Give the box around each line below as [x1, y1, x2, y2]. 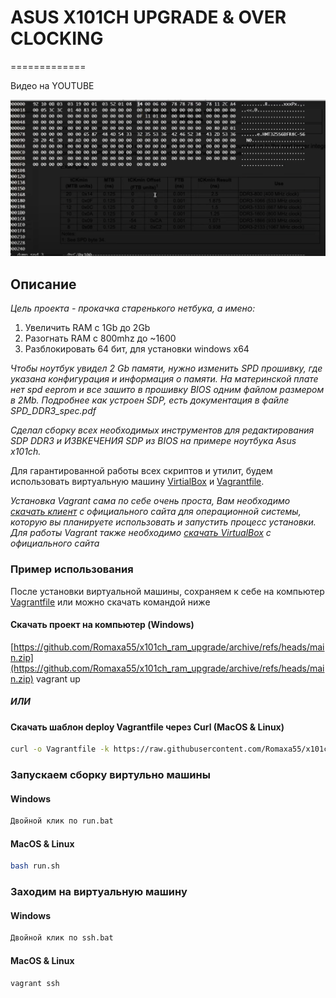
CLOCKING [10, 27, 104, 50]
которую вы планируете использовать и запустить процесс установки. [10, 516, 317, 528]
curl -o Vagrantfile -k [10, 744, 110, 755]
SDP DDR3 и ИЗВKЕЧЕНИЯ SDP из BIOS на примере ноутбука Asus [10, 435, 297, 447]
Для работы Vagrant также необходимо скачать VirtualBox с [10, 527, 272, 539]
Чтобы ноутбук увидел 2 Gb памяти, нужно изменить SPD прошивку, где [10, 362, 323, 375]
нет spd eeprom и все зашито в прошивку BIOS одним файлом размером [10, 384, 325, 396]
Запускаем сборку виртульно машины [10, 768, 211, 782]
